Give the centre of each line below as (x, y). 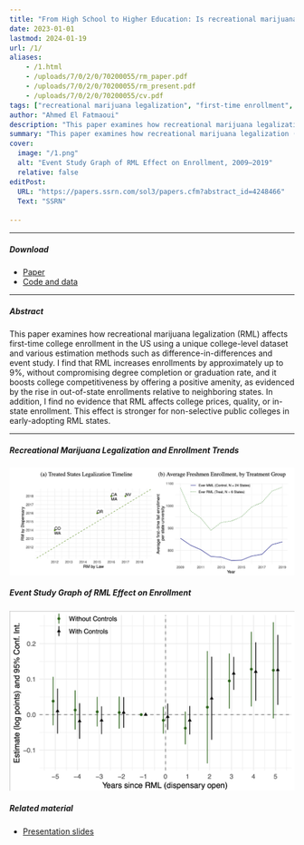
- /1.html (44, 67)
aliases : (26, 58)
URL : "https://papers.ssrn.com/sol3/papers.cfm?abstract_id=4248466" (151, 192)
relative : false (48, 172)
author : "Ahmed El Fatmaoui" (64, 115)
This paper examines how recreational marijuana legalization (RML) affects (148, 334)
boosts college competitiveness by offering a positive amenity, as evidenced (152, 382)
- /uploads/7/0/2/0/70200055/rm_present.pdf (111, 86)
